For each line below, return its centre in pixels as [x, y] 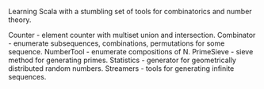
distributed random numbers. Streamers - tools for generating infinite [121, 69]
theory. [20, 20]
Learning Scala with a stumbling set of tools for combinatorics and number [130, 11]
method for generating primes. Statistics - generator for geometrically [122, 60]
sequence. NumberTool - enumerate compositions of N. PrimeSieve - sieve [131, 52]
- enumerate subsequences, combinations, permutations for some [117, 43]
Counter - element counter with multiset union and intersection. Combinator [132, 35]
